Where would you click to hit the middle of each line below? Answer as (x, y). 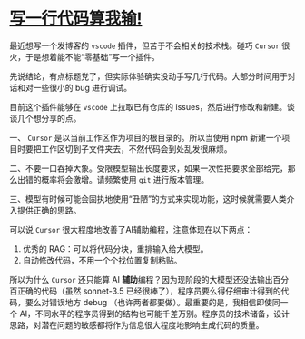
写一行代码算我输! (76, 19)
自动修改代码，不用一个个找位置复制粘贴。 (102, 260)
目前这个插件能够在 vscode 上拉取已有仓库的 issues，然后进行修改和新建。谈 (152, 106)
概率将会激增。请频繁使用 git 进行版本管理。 (125, 179)
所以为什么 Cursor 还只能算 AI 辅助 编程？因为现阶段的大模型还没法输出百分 (149, 279)
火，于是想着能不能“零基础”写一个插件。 (85, 56)
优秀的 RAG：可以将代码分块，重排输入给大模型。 (115, 249)
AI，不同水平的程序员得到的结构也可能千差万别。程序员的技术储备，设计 (155, 314)
